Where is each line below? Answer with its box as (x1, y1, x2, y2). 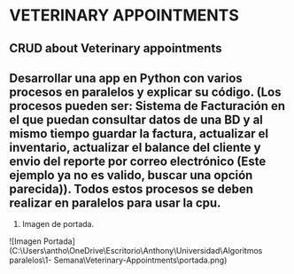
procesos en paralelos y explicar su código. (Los (9, 84, 282, 99)
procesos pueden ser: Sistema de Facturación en (9, 98, 286, 114)
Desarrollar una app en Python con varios (9, 70, 244, 85)
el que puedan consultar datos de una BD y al (9, 112, 264, 127)
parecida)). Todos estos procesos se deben (9, 181, 254, 196)
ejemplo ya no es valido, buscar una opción (9, 168, 253, 183)
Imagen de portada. (21, 219, 95, 230)
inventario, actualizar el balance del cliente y (9, 139, 261, 155)
